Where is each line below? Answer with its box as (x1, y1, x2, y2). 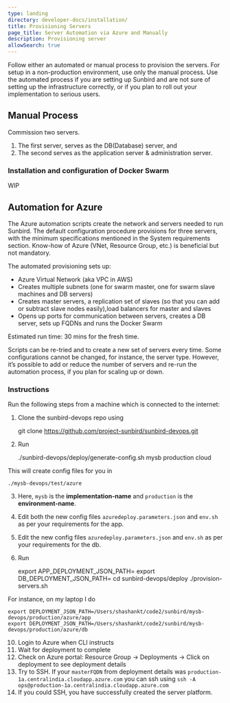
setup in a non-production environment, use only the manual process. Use (8, 68, 218, 76)
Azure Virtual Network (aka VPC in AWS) (17, 275, 133, 284)
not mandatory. (8, 249, 51, 257)
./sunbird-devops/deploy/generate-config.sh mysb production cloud (17, 454, 211, 462)
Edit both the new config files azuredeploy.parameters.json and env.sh (17, 513, 218, 521)
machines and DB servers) (17, 290, 93, 298)
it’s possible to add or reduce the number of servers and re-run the (8, 360, 198, 368)
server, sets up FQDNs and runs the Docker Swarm (17, 319, 163, 327)
